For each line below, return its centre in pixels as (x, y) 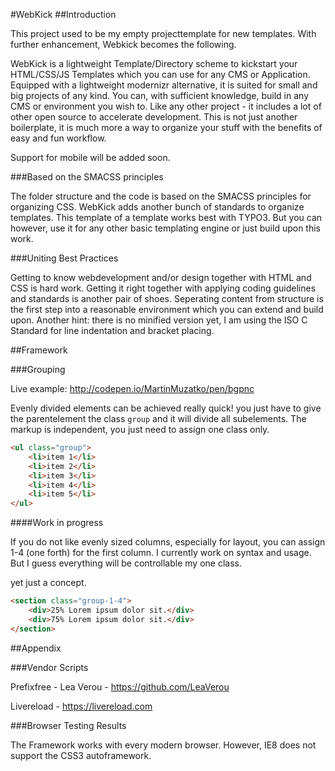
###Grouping (38, 369)
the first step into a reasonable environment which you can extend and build (167, 309)
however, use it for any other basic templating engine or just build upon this (165, 228)
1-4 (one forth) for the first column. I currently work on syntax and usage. (161, 553)
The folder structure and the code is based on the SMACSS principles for (161, 196)
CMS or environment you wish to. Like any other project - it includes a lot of (166, 106)
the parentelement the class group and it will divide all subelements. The (158, 418)
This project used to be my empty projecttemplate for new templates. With (163, 33)
